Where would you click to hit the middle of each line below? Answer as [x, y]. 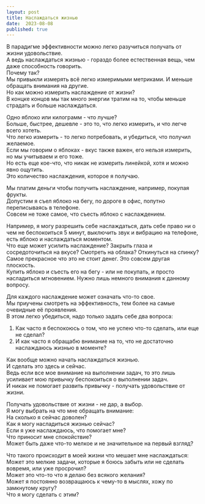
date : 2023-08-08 [30, 23]
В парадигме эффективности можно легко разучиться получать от [94, 47]
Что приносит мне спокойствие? [49, 437]
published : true [27, 29]
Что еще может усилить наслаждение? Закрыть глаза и [80, 246]
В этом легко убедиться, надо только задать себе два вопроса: [90, 317]
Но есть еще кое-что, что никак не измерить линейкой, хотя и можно [98, 163]
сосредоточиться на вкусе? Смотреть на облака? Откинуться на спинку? [103, 252]
